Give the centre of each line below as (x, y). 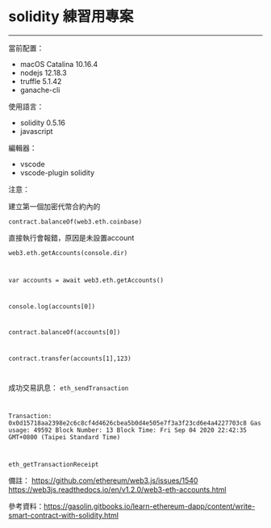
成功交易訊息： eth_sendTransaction (69, 388)
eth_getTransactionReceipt (54, 464)
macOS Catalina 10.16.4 (59, 64)
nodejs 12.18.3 (43, 73)
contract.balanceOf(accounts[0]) (65, 333)
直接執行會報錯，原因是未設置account (71, 237)
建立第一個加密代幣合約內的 (54, 206)
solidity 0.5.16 (43, 123)
